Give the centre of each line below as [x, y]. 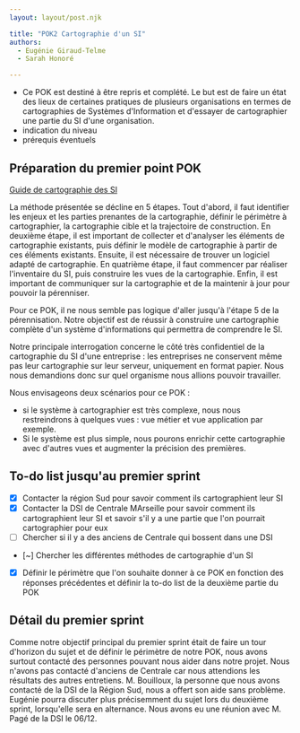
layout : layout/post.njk [56, 17]
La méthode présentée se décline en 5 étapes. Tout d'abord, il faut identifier [150, 206]
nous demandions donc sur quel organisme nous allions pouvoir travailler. [146, 375]
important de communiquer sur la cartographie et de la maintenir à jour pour [150, 283]
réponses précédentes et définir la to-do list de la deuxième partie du [150, 583]
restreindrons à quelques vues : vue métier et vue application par [142, 419]
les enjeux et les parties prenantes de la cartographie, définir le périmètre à [148, 216]
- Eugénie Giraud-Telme [61, 50]
